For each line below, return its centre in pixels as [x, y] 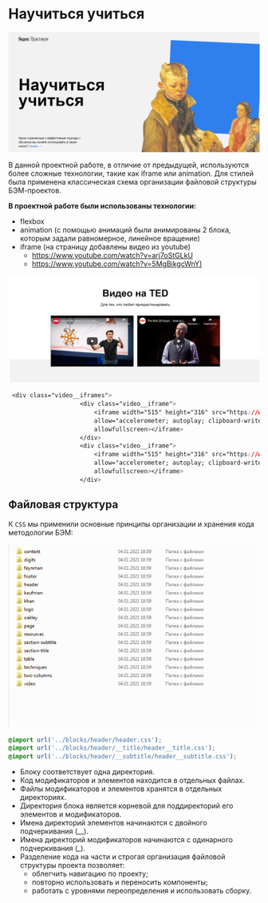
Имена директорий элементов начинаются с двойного [113, 823]
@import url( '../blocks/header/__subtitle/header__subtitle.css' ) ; [123, 757]
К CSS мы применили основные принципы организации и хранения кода [131, 523]
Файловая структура [63, 505]
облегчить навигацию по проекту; [90, 874]
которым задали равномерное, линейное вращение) [110, 239]
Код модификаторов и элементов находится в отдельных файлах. [132, 781]
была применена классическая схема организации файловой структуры [132, 182]
